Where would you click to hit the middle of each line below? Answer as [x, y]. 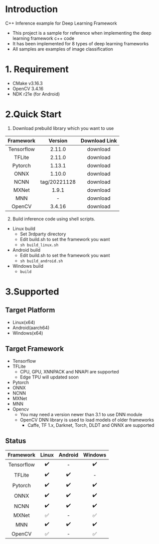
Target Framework [35, 349]
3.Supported [32, 292]
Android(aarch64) [31, 328]
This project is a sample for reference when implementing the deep [82, 33]
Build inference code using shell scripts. [54, 219]
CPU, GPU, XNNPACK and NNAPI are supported [69, 371]
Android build [26, 250]
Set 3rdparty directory [43, 234]
